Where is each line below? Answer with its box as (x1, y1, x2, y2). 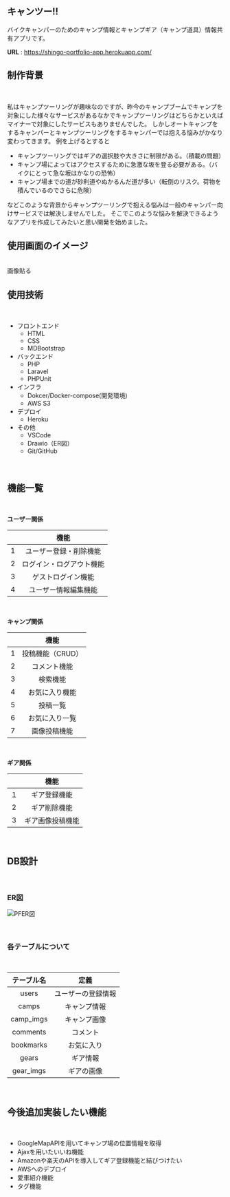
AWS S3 (27, 399, 51, 408)
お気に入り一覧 (28, 714, 77, 723)
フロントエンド (16, 322, 60, 330)
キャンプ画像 (65, 1014, 106, 1024)
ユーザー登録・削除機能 (25, 546, 102, 556)
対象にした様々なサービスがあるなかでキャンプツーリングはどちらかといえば (7, 111, 224, 119)
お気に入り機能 (28, 687, 77, 697)
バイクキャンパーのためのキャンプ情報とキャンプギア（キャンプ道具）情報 (7, 25, 218, 34)
